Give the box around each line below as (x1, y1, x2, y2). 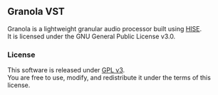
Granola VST (7, 6, 66, 18)
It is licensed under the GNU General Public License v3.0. (7, 32, 176, 40)
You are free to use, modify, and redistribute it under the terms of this (7, 74, 212, 82)
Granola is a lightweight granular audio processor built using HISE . (7, 24, 202, 33)
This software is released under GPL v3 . (7, 66, 125, 74)
